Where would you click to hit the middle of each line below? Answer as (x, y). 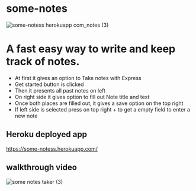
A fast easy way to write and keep (91, 49)
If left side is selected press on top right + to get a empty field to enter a (102, 109)
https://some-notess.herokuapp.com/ (52, 149)
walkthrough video (41, 168)
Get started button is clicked (49, 84)
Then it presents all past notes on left (60, 90)
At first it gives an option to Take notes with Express (78, 78)
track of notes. (43, 62)
